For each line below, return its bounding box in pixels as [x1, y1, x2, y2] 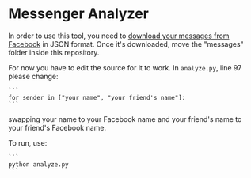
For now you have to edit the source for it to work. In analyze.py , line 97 [8, 62, 242, 72]
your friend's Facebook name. [8, 123, 107, 132]
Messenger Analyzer [8, 5, 149, 23]
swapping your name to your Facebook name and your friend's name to [8, 114, 242, 123]
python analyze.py [8, 160, 69, 169]
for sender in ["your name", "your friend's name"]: [8, 93, 186, 101]
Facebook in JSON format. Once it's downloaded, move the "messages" [8, 39, 244, 48]
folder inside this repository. [8, 47, 100, 57]
